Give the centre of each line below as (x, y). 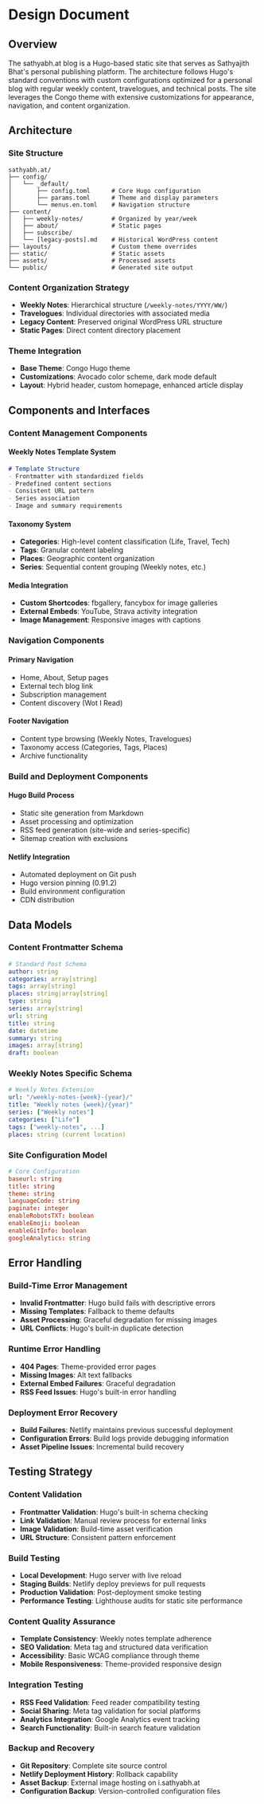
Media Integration (39, 585)
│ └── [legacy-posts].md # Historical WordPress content (113, 240)
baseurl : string (35, 1179)
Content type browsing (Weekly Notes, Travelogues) (106, 738)
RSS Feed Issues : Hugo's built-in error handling (98, 1392)
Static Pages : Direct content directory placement (100, 330)
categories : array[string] (53, 979)
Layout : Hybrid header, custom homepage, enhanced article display (132, 385)
